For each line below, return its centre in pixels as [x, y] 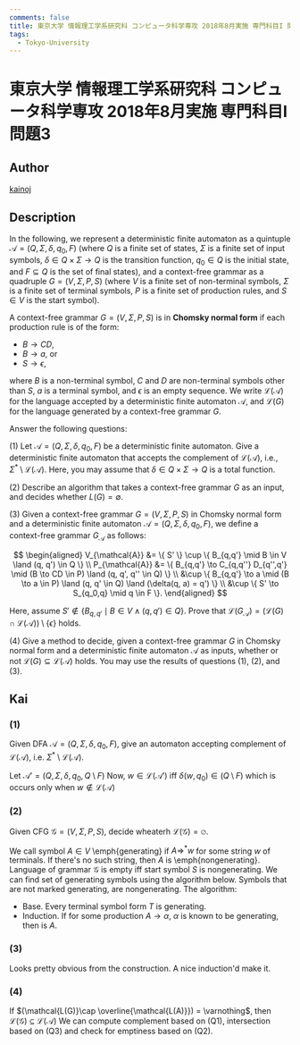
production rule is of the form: [64, 326]
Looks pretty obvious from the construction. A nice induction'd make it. [140, 968]
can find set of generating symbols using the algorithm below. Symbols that [148, 880]
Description [42, 217]
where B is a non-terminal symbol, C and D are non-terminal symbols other [147, 380]
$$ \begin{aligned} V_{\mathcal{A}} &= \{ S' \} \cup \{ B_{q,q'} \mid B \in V [150, 554]
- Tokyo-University [54, 42]
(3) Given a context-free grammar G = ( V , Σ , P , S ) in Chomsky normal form [146, 514]
